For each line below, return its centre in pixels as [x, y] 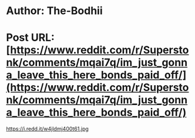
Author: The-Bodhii [54, 11]
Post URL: [30, 38]
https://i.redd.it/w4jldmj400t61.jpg [48, 129]
